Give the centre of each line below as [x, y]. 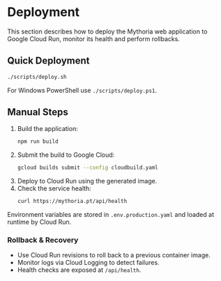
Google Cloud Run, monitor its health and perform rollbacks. [93, 38]
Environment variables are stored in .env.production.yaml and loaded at [111, 215]
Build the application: [47, 129]
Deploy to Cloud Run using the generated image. [87, 181]
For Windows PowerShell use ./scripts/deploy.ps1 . [82, 90]
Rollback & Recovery [43, 240]
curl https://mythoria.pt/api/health [72, 202]
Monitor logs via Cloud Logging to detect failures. [88, 263]
